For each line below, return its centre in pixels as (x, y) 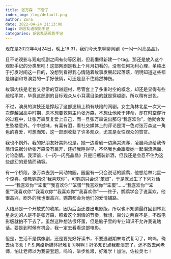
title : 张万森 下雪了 (27, 10)
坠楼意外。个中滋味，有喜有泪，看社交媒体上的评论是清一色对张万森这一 (85, 125)
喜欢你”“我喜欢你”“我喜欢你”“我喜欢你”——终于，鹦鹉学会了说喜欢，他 (92, 191)
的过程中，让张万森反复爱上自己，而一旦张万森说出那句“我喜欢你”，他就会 (83, 119)
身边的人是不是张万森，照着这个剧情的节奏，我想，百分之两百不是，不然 (85, 215)
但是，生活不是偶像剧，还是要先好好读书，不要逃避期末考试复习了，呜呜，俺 (85, 238)
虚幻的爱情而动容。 (30, 161)
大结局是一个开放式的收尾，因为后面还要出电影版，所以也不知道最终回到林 (83, 208)
